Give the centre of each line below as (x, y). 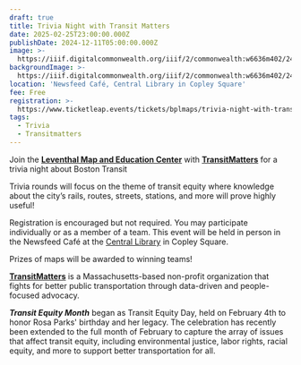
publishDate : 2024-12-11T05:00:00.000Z (84, 42)
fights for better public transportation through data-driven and (124, 285)
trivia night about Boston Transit (69, 169)
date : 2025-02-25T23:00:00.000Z (69, 34)
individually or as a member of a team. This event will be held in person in (145, 232)
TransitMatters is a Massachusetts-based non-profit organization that (139, 276)
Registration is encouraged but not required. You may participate (129, 222)
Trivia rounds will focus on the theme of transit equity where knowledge (142, 186)
